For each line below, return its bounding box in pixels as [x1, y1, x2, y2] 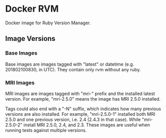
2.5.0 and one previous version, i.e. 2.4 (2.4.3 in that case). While [5, 116, 141, 122]
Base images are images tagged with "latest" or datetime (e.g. [5, 61, 135, 67]
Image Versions [5, 34, 56, 43]
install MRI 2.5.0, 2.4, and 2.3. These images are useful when [23, 122, 150, 128]
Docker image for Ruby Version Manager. [5, 20, 91, 26]
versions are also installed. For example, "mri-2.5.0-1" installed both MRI [5, 111, 155, 117]
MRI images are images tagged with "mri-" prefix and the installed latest [5, 90, 155, 97]
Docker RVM [5, 3, 59, 15]
